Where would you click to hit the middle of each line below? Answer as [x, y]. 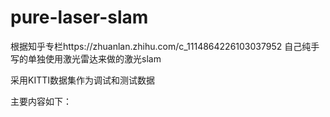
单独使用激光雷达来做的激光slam [94, 58]
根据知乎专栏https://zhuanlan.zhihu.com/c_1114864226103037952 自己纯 [161, 46]
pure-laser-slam [79, 17]
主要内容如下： [41, 101]
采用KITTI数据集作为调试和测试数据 [82, 80]
